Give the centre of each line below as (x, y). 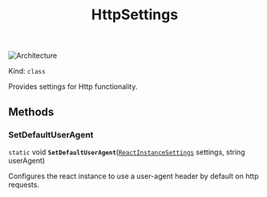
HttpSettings (135, 15)
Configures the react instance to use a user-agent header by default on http (133, 176)
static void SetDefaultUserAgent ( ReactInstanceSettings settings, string (127, 152)
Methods (31, 112)
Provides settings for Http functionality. (73, 86)
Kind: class (27, 71)
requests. (24, 184)
